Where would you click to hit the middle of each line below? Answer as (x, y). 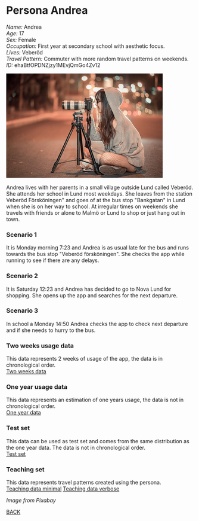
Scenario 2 (22, 276)
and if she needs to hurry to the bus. (51, 330)
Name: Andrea (24, 27)
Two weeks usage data (40, 346)
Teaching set (25, 469)
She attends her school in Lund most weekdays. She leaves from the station (99, 194)
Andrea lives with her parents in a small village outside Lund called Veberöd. (100, 187)
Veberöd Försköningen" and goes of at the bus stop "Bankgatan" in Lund (96, 200)
